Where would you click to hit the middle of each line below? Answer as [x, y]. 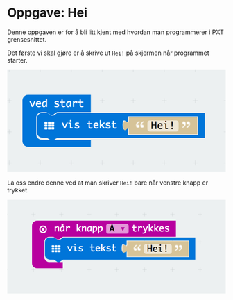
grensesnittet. [27, 39]
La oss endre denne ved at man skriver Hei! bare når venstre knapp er [108, 183]
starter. [17, 60]
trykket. [18, 190]
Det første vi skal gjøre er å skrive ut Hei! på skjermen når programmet [108, 53]
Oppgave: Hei [48, 13]
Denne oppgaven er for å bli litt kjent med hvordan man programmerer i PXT [115, 32]
